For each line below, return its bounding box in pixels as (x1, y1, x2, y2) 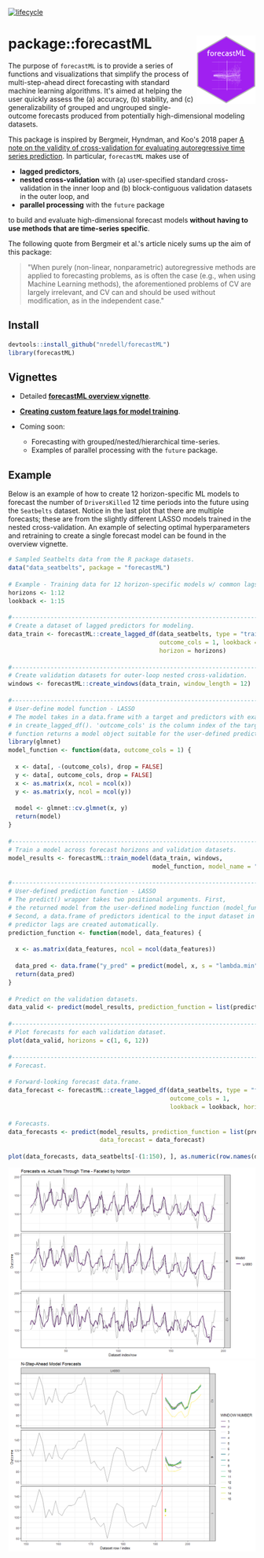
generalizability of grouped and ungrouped (8, 102, 147, 112)
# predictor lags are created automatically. (8, 920, 159, 928)
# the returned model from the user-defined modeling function (8, 904, 220, 912)
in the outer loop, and (19, 191, 90, 201)
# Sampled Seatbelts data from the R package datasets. (8, 555, 195, 564)
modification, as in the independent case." (27, 296, 165, 305)
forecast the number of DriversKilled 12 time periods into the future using (8, 498, 249, 507)
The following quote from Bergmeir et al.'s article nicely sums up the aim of (8, 238, 251, 248)
